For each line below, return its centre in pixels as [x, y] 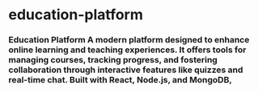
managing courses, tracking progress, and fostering [113, 60]
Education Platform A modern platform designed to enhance [129, 40]
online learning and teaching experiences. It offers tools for [127, 50]
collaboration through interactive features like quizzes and [126, 70]
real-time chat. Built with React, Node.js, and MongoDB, [120, 80]
